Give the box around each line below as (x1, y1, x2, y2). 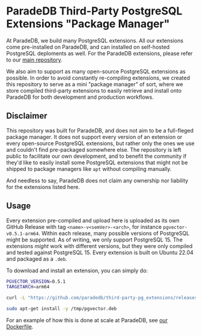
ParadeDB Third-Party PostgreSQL (6, 4, 183, 18)
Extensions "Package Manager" (6, 17, 170, 31)
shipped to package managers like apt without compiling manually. (6, 165, 172, 172)
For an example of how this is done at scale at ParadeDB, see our (6, 317, 168, 324)
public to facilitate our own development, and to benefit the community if (6, 152, 187, 160)
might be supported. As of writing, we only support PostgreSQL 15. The (6, 236, 183, 243)
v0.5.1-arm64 (6, 231, 39, 237)
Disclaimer (6, 111, 47, 121)
